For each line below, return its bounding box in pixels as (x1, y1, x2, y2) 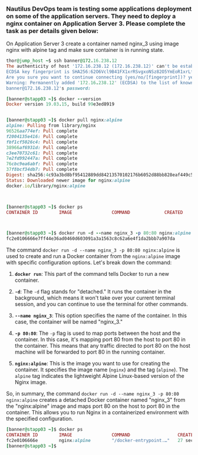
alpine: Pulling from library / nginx (6, 123, 96, 128)
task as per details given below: (6, 27, 99, 35)
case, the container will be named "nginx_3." (14, 318, 123, 325)
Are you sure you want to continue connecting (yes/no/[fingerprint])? (6, 74, 186, 80)
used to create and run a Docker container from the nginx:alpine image (6, 253, 181, 260)
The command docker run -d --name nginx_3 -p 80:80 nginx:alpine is (6, 246, 180, 253)
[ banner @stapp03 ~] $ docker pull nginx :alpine (6, 117, 123, 123)
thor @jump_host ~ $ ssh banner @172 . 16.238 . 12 (6, 58, 117, 64)
